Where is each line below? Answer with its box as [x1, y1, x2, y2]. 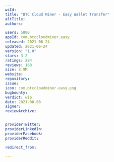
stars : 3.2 [5, 53, 28, 58]
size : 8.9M [5, 67, 28, 72]
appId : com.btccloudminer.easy [5, 35, 70, 40]
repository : [5, 77, 30, 81]
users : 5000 [5, 30, 30, 35]
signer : [5, 104, 21, 109]
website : [5, 72, 23, 77]
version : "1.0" [5, 48, 37, 54]
